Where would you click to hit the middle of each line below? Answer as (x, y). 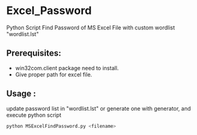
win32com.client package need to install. (67, 68)
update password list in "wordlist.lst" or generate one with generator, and (99, 108)
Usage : (21, 94)
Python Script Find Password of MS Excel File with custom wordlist (91, 27)
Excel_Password (49, 11)
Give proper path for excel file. (54, 75)
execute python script (34, 115)
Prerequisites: (34, 53)
